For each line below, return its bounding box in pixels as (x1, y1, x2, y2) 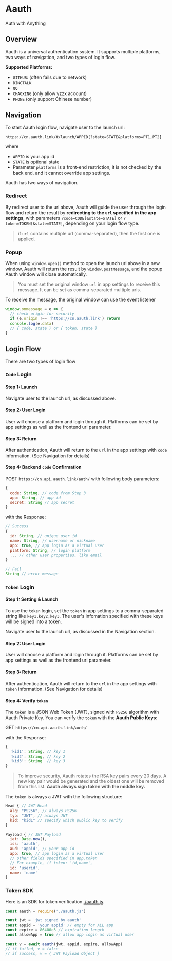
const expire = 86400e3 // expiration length (5, 928, 104, 933)
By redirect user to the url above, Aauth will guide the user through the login (5, 204, 166, 210)
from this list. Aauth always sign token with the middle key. (17, 784, 145, 790)
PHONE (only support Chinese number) (12, 96, 92, 102)
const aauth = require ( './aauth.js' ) (5, 909, 86, 914)
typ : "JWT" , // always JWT (10, 813, 68, 818)
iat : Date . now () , (10, 837, 47, 842)
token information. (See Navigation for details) (5, 686, 103, 692)
